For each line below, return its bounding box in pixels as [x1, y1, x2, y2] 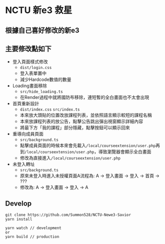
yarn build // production [5, 234, 59, 239]
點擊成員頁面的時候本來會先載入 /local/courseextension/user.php [20, 142, 156, 148]
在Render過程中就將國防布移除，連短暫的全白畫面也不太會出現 [20, 94, 149, 100]
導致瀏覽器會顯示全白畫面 [98, 148, 151, 155]
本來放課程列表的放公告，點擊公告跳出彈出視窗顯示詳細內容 [20, 118, 143, 124]
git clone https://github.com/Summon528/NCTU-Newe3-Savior [5, 212, 131, 217]
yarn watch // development [5, 225, 62, 230]
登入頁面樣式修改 [12, 58, 48, 65]
